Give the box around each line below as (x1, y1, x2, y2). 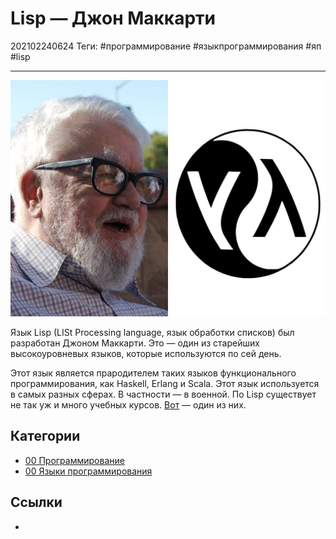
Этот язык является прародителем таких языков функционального (10, 367, 297, 379)
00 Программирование (24, 454, 125, 466)
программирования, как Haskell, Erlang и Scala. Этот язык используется (10, 377, 320, 389)
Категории (10, 428, 81, 445)
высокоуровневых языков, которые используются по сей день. (10, 347, 282, 359)
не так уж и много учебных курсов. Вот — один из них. (10, 398, 247, 411)
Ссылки (10, 494, 63, 511)
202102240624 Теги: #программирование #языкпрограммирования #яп (10, 40, 322, 52)
